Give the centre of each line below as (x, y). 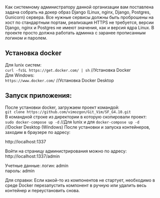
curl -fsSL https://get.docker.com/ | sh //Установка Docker (68, 70)
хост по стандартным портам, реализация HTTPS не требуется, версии (80, 22)
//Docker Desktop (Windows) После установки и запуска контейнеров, (78, 127)
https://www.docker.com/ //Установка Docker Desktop (59, 80)
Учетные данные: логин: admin (37, 165)
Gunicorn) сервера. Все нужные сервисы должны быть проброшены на (79, 17)
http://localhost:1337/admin (32, 156)
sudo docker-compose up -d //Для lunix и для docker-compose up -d (72, 122)
